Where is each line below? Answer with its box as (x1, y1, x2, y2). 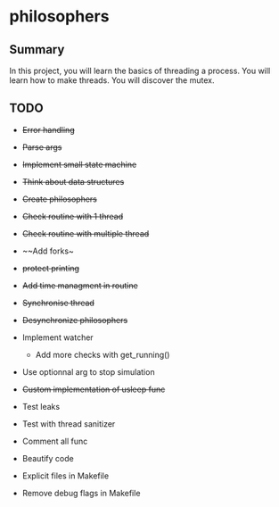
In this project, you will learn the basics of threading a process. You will (9, 65, 271, 76)
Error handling (21, 124, 75, 135)
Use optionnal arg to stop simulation (21, 366, 155, 377)
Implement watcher (21, 332, 94, 343)
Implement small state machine (21, 159, 137, 170)
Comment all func (21, 436, 88, 446)
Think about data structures (21, 176, 125, 187)
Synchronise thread (21, 297, 95, 308)
